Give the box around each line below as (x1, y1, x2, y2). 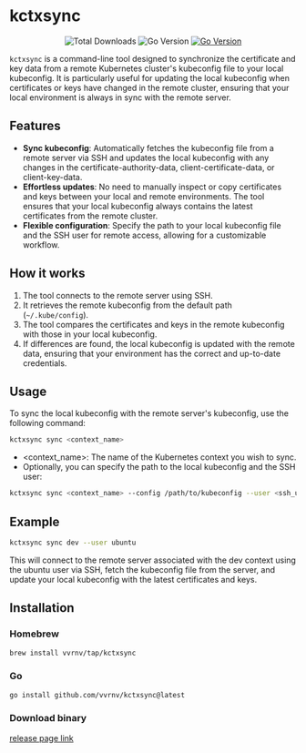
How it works (9, 266, 86, 281)
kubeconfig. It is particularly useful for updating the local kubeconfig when (9, 72, 290, 83)
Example (9, 514, 60, 529)
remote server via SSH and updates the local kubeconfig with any (22, 152, 270, 163)
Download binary (9, 712, 87, 725)
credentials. (22, 357, 67, 369)
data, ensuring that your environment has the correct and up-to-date (22, 348, 280, 359)
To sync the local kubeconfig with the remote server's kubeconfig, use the (9, 408, 290, 419)
